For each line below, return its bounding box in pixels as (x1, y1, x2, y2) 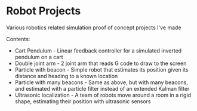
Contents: (6, 35, 30, 42)
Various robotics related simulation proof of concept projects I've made (6, 24, 181, 31)
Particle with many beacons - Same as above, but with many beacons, (14, 79, 188, 86)
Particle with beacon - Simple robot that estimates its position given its (14, 66, 189, 73)
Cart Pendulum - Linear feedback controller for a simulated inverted (14, 47, 182, 54)
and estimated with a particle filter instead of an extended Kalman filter (14, 85, 190, 92)
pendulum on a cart (14, 53, 63, 60)
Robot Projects (6, 4, 81, 18)
